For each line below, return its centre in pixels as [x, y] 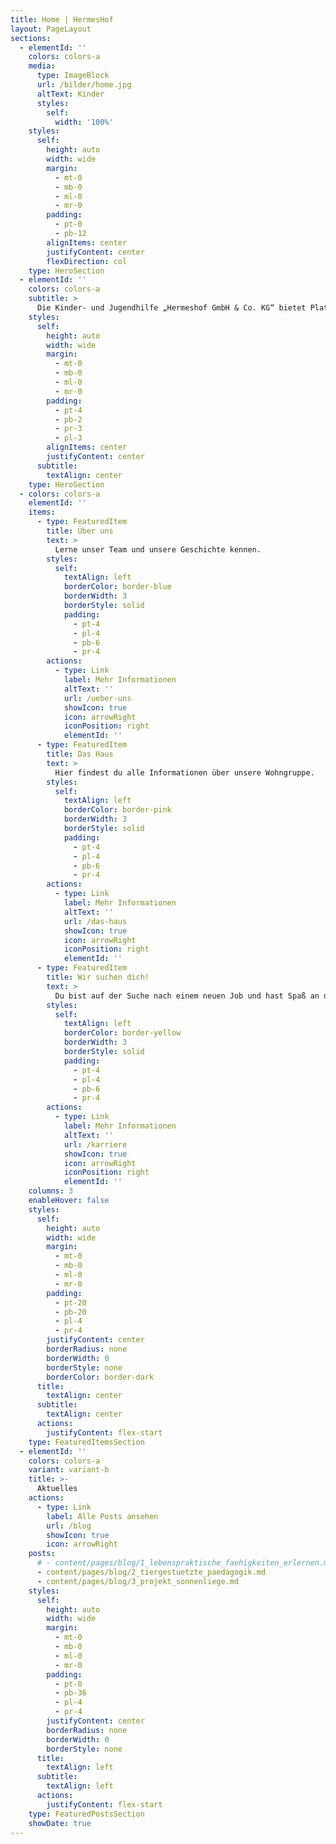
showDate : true [60, 1823]
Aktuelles [57, 1489]
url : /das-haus [95, 921]
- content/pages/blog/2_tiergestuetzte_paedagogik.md [151, 1572]
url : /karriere [95, 1144]
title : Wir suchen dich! [98, 977]
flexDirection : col [87, 261]
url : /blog [69, 1526]
